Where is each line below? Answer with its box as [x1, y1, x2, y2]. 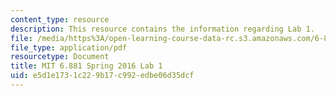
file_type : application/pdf [10, 42, 128, 53]
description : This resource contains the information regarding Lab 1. [10, 24, 315, 34]
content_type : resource [10, 14, 110, 25]
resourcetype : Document [10, 52, 110, 62]
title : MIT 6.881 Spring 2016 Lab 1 [10, 61, 163, 71]
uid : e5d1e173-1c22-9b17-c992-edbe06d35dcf [10, 71, 195, 81]
